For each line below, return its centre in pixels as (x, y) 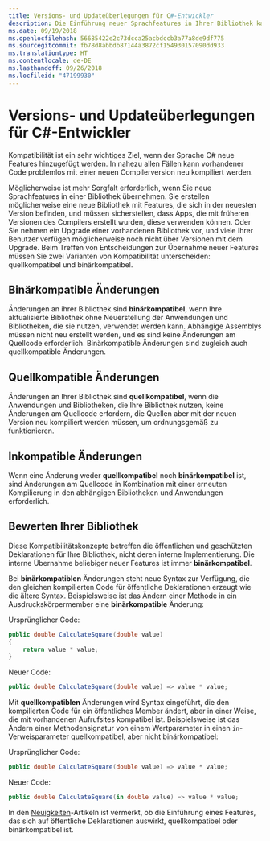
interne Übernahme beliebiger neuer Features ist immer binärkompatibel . (130, 563)
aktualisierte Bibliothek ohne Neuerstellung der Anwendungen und (118, 318)
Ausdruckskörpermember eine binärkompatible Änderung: (106, 604)
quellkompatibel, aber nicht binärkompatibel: (145, 736)
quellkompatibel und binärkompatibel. (71, 264)
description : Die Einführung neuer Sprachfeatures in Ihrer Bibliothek (131, 23)
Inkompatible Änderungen (76, 456)
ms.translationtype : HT (48, 53)
